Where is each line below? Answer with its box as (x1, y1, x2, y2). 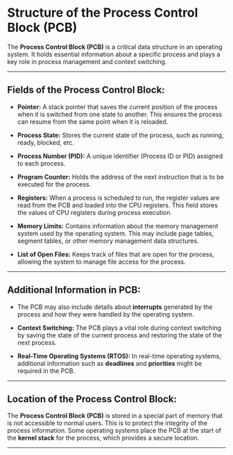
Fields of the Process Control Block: (7, 84, 165, 96)
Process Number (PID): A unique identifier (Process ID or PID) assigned (17, 152, 223, 160)
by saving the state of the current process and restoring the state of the (17, 330, 223, 339)
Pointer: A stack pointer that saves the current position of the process (17, 102, 218, 111)
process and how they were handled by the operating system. (17, 310, 194, 318)
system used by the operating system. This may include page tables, (17, 229, 214, 237)
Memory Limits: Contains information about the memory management (17, 221, 218, 230)
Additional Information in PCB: (7, 284, 141, 296)
